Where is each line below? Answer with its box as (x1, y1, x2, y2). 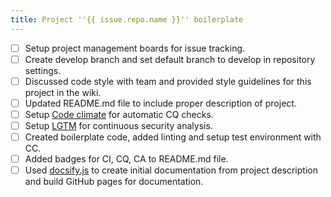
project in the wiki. (24, 86, 102, 98)
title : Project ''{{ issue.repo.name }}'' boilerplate (10, 14, 244, 25)
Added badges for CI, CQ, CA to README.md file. (24, 153, 229, 165)
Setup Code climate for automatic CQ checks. (24, 108, 214, 120)
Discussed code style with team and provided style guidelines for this (24, 75, 312, 87)
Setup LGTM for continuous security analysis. (24, 119, 213, 131)
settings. (24, 64, 62, 76)
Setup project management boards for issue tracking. (24, 42, 246, 54)
